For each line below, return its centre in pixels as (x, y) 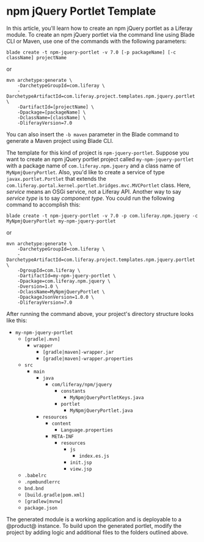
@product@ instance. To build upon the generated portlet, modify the (94, 526)
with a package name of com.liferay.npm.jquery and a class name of (94, 166)
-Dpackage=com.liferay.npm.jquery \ (64, 281)
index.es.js (94, 456)
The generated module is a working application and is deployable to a (94, 519)
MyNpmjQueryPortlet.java (101, 411)
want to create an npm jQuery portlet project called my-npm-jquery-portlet (100, 159)
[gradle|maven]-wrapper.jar (78, 352)
